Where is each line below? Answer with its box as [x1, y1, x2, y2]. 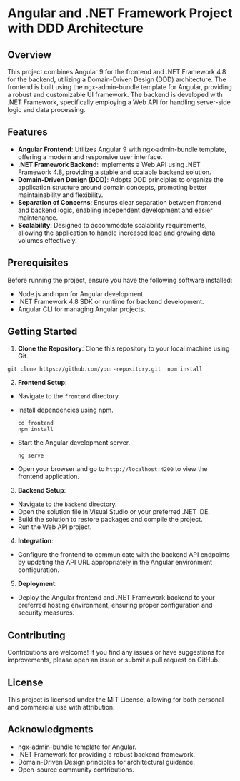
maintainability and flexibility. [17, 191, 104, 199]
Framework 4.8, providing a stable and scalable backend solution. [17, 168, 212, 176]
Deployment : [17, 580, 57, 588]
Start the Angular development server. [17, 438, 131, 447]
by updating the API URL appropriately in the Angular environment [17, 558, 213, 567]
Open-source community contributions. [17, 765, 134, 774]
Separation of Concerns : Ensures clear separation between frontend [17, 198, 221, 206]
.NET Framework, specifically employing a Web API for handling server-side [7, 98, 231, 106]
